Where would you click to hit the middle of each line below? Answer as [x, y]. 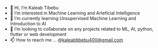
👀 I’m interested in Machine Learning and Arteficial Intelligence [75, 13]
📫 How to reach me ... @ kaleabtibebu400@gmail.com [66, 40]
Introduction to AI [28, 23]
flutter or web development [38, 34]
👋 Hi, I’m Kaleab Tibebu [34, 8]
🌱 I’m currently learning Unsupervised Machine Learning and [73, 18]
